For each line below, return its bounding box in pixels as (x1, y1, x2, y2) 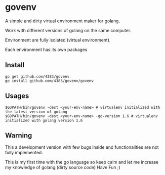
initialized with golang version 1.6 (5, 118, 83, 123)
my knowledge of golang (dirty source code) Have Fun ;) (5, 165, 121, 171)
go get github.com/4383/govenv (5, 74, 70, 79)
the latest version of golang (5, 109, 68, 114)
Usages (5, 92, 29, 100)
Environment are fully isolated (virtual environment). (5, 37, 111, 43)
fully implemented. (5, 150, 43, 156)
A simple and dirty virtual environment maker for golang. (5, 18, 120, 24)
